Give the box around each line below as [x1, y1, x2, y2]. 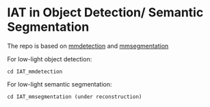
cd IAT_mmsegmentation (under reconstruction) [7, 93, 142, 100]
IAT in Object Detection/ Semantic [7, 5, 204, 20]
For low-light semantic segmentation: [7, 80, 112, 88]
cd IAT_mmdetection [7, 68, 63, 75]
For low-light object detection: [7, 55, 92, 63]
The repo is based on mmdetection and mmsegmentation [7, 42, 169, 50]
